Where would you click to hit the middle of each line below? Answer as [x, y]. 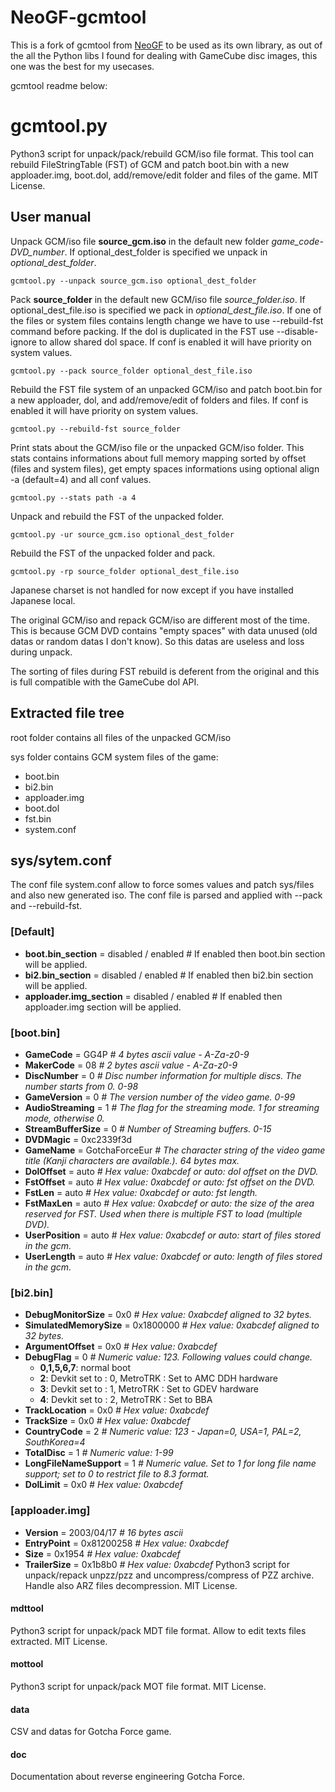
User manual [51, 217]
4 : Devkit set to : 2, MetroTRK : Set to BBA [126, 1400]
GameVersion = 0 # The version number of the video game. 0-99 [160, 1097]
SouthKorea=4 [55, 1442]
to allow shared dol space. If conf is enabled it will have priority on [175, 342]
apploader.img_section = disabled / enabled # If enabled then [153, 996]
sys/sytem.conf [61, 860]
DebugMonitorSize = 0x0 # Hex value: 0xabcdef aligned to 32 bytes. [168, 1315]
